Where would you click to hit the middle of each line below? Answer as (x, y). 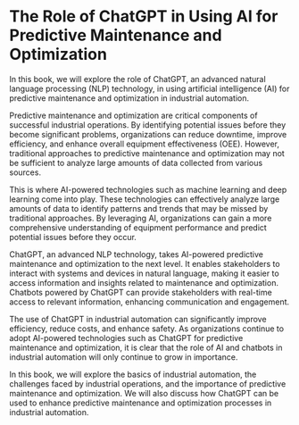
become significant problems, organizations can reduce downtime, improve (148, 134)
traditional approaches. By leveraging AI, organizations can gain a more (141, 218)
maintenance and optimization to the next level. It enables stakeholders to (145, 263)
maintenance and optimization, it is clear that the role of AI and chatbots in (146, 347)
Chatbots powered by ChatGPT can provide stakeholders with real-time (141, 292)
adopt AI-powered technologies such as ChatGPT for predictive (126, 337)
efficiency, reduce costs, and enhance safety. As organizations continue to (146, 329)
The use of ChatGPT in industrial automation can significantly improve (138, 319)
